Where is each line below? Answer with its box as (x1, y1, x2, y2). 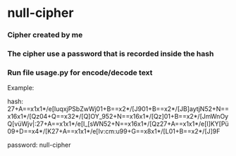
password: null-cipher (7, 141, 71, 149)
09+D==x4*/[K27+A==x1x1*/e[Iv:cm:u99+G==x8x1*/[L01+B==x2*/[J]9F (7, 127, 221, 136)
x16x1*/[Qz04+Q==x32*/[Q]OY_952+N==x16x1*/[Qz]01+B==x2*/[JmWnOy (7, 112, 229, 121)
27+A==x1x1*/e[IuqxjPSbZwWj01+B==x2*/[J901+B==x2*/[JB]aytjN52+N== (7, 105, 230, 113)
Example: (7, 84, 35, 92)
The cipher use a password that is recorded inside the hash (7, 49, 214, 59)
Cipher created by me (7, 30, 83, 40)
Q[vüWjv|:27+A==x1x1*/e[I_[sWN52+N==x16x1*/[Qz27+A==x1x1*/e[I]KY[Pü (7, 119, 229, 128)
